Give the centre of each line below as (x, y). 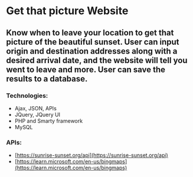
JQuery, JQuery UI (37, 114)
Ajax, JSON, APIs (36, 108)
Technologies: (27, 96)
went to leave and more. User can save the (86, 69)
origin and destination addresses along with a (92, 51)
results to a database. (47, 79)
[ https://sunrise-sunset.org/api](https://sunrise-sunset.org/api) (91, 155)
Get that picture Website (67, 11)
